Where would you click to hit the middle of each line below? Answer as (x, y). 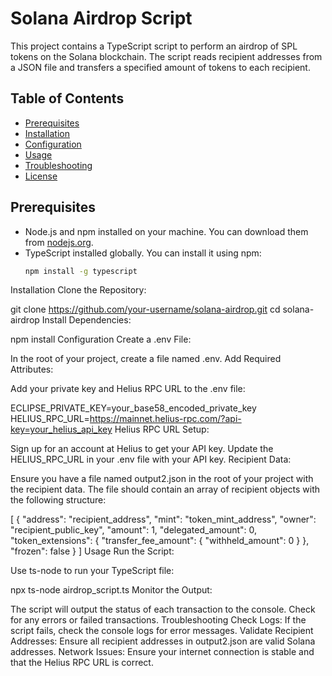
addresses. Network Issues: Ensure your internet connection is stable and (162, 652)
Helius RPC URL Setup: (162, 429)
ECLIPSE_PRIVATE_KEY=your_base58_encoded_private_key (133, 408)
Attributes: (32, 369)
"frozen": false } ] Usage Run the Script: (92, 551)
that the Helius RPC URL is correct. (82, 663)
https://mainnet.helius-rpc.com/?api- (165, 419)
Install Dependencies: (86, 320)
